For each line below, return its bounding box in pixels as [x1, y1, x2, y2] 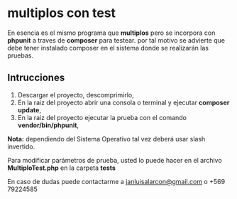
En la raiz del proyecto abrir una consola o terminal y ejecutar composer [17, 98, 230, 107]
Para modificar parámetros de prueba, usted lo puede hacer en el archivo [7, 156, 222, 164]
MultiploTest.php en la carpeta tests [7, 163, 116, 172]
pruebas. [7, 51, 34, 60]
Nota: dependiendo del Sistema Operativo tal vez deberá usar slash [7, 134, 206, 143]
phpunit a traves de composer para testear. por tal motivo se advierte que [7, 36, 226, 44]
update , [17, 105, 41, 114]
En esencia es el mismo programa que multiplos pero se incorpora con [7, 28, 216, 37]
